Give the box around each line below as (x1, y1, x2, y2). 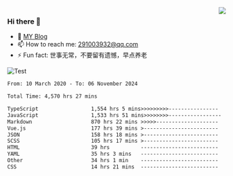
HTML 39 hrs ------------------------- (7, 144, 218, 151)
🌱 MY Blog (17, 33, 48, 41)
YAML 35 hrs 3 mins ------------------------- (7, 150, 218, 158)
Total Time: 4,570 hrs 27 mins (7, 93, 98, 100)
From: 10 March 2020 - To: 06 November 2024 (7, 80, 138, 87)
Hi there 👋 (7, 17, 42, 26)
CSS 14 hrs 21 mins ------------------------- (7, 163, 218, 170)
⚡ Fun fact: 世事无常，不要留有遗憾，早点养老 (17, 51, 148, 60)
